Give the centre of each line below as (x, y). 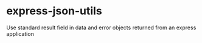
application (20, 33)
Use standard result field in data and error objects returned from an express (101, 27)
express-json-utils (54, 11)
